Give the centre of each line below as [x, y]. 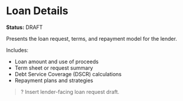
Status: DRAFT [24, 27]
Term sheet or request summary [54, 68]
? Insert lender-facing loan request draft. [70, 92]
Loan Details [37, 11]
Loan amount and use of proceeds [57, 61]
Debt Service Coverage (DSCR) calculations [68, 74]
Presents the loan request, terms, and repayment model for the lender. [91, 38]
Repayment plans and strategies [54, 80]
